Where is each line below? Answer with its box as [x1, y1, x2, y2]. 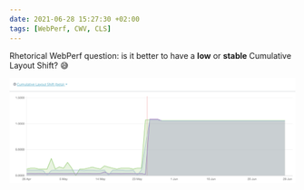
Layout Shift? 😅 [9, 60, 69, 71]
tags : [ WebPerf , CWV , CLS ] [9, 24, 112, 33]
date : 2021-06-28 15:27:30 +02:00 [9, 14, 141, 24]
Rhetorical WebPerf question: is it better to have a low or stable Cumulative [9, 50, 292, 61]
